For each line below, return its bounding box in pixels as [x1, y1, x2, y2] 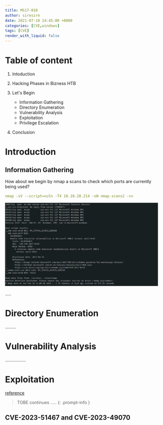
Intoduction [12, 71, 35, 77]
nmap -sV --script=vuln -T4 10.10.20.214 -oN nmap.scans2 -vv [5, 193, 133, 199]
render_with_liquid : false [5, 34, 60, 38]
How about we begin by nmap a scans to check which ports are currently [5, 178, 152, 184]
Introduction [5, 146, 56, 157]
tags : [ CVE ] [5, 28, 29, 34]
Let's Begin [12, 90, 35, 96]
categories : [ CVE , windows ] [5, 23, 60, 28]
